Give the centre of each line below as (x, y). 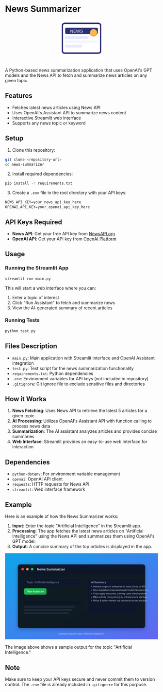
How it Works (26, 399)
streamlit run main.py (28, 279)
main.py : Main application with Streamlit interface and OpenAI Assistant (83, 358)
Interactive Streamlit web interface (47, 118)
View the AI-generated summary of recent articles (62, 308)
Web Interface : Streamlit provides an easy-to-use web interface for (80, 442)
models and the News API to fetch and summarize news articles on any (76, 75)
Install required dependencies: (42, 174)
